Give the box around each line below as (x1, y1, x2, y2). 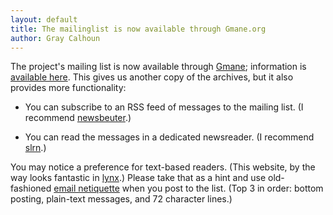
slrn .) (24, 142, 47, 154)
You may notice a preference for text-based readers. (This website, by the (10, 161, 316, 173)
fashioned (10, 182, 52, 195)
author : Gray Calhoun (10, 33, 101, 43)
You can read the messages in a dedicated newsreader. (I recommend (24, 131, 315, 143)
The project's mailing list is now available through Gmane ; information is (10, 61, 307, 73)
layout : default (10, 14, 78, 25)
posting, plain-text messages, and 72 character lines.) (10, 193, 233, 205)
